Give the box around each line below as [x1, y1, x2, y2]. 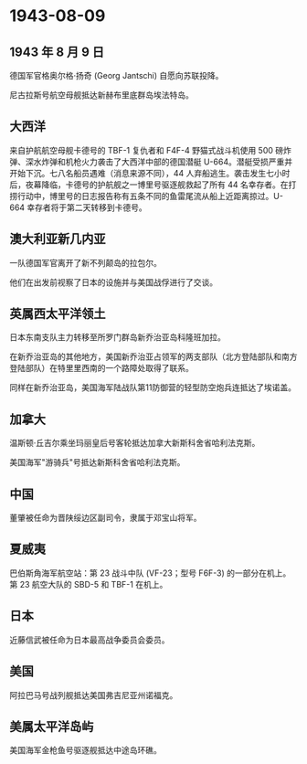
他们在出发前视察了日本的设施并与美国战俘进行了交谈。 [9, 276, 217, 288]
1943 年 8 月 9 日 [9, 44, 105, 59]
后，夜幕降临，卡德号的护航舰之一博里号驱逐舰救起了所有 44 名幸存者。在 [9, 179, 289, 190]
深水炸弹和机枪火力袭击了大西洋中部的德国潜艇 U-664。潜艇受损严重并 [25, 156, 293, 167]
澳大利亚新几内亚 [9, 231, 106, 247]
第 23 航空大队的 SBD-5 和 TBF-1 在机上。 [9, 578, 168, 589]
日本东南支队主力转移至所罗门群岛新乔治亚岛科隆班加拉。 [9, 332, 226, 343]
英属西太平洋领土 [9, 306, 106, 322]
